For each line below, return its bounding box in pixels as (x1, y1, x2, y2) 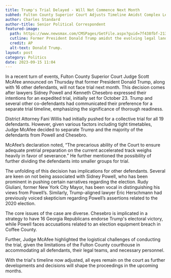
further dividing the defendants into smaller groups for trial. (5, 158, 130, 164)
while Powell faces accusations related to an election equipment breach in (5, 221, 161, 227)
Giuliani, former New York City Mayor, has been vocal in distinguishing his (5, 184, 160, 190)
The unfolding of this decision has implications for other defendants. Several (5, 168, 165, 174)
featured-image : (5, 26, 40, 32)
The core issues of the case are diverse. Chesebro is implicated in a (5, 210, 148, 216)
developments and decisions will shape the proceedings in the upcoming (5, 263, 159, 269)
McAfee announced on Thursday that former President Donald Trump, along (5, 79, 165, 85)
